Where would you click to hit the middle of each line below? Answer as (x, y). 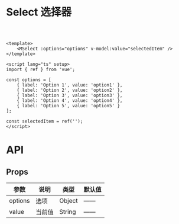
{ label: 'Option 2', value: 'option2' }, (70, 90)
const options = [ (29, 80)
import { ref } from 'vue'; (41, 70)
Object (69, 201)
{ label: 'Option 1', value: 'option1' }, (70, 85)
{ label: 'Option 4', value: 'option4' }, (70, 101)
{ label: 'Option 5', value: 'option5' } (68, 106)
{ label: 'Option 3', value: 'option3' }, (70, 95)
